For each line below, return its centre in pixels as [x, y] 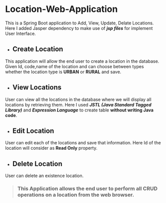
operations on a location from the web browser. [76, 195]
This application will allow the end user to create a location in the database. [82, 61]
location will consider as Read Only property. [51, 148]
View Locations [37, 87]
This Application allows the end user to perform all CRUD [87, 189]
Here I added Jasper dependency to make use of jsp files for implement [79, 28]
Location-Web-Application [61, 9]
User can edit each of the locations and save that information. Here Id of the [83, 143]
